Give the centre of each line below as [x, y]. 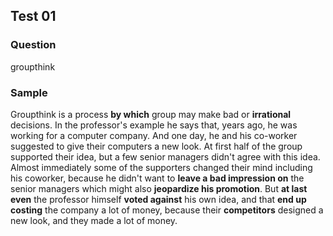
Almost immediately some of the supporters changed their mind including [161, 167]
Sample [29, 92]
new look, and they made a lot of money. [94, 220]
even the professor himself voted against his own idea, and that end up [158, 199]
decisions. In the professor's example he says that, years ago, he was [154, 125]
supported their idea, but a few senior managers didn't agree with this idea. [165, 156]
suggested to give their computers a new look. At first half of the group [156, 146]
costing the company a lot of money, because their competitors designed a [167, 210]
